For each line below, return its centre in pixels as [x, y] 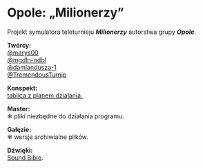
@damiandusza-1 [32, 67]
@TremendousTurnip [37, 75]
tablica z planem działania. [45, 95]
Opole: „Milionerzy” [66, 13]
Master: [19, 109]
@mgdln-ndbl [27, 59]
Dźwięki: [20, 150]
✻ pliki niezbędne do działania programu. [66, 116]
